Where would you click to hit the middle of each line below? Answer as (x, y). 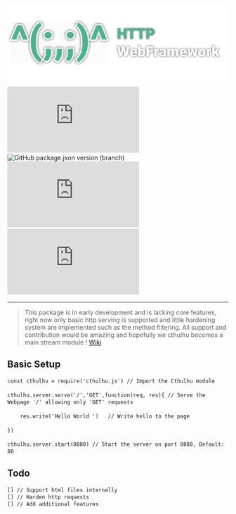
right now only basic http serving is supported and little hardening (120, 320)
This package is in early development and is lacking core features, (120, 312)
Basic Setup (34, 364)
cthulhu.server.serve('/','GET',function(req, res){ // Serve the (106, 395)
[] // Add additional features (53, 504)
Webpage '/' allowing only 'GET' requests (70, 402)
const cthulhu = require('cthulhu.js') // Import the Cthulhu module (111, 381)
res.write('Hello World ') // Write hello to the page (105, 416)
